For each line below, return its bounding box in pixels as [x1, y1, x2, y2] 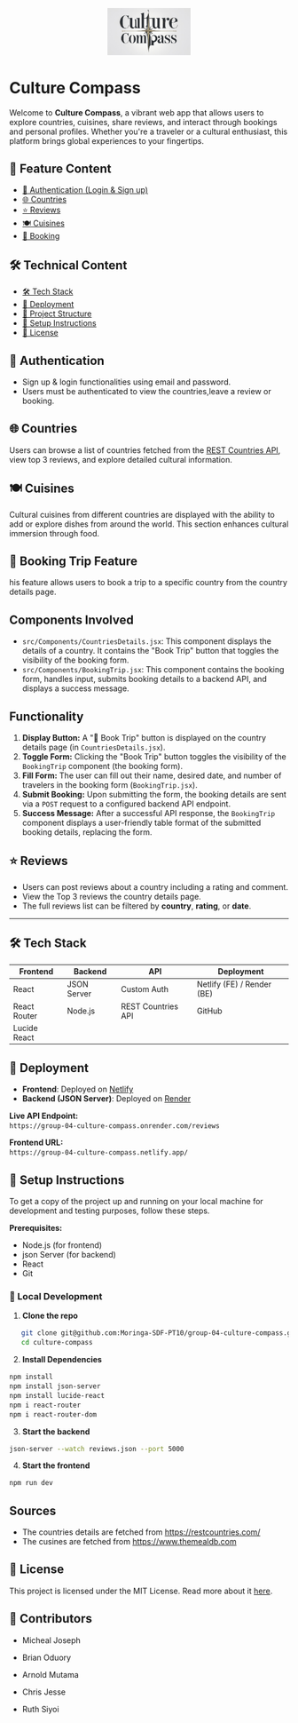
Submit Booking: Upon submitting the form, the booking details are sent [21, 790, 286, 800]
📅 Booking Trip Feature [9, 554, 137, 569]
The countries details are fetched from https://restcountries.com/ [21, 1527, 261, 1537]
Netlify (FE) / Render [196, 979, 272, 989]
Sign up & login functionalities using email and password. [21, 377, 231, 387]
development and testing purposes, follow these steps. [9, 1205, 210, 1216]
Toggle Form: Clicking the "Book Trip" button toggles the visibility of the [21, 751, 286, 762]
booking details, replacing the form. [21, 827, 153, 838]
